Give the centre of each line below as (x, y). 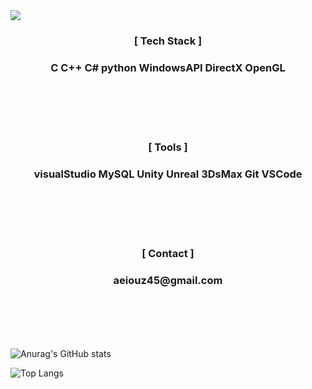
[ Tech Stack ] (168, 41)
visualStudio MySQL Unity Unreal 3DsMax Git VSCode (168, 174)
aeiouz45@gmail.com (168, 281)
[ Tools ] (168, 147)
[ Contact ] (168, 254)
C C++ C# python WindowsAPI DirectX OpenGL (168, 67)
